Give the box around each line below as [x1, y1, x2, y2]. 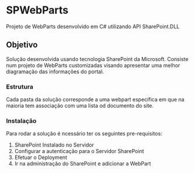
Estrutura [6, 83, 34, 91]
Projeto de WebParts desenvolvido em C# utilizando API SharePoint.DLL [6, 23, 180, 30]
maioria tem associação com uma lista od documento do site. [6, 102, 154, 109]
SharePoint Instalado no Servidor [14, 141, 95, 148]
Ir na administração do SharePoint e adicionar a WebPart [14, 160, 151, 167]
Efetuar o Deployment [14, 154, 67, 161]
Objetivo [6, 40, 38, 50]
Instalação [6, 117, 37, 125]
